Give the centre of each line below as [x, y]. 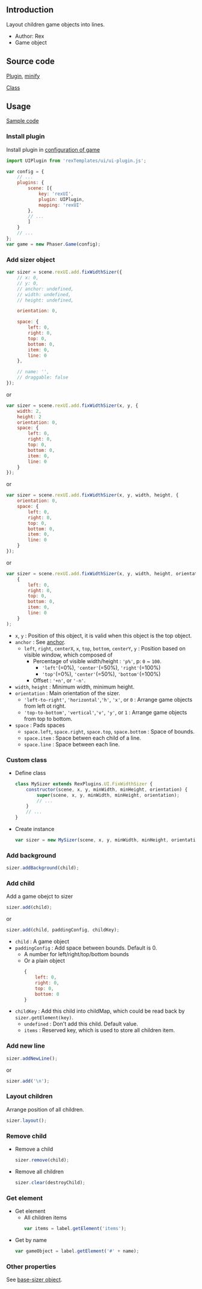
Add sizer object [31, 259]
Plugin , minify [23, 76]
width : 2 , [29, 411]
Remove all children [39, 1171]
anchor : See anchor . [40, 642]
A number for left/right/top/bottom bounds [76, 954]
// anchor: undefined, [45, 289]
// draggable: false [43, 378]
